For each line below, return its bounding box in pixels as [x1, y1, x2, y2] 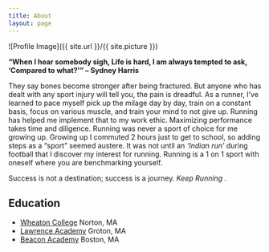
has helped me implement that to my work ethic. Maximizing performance [8, 115, 253, 124]
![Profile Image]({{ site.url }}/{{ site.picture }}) [8, 41, 158, 51]
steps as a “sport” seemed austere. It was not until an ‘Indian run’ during [8, 140, 248, 150]
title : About [8, 11, 52, 20]
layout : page [8, 19, 52, 27]
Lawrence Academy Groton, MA [19, 226, 127, 236]
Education [8, 196, 61, 209]
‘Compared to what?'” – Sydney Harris [8, 65, 139, 75]
